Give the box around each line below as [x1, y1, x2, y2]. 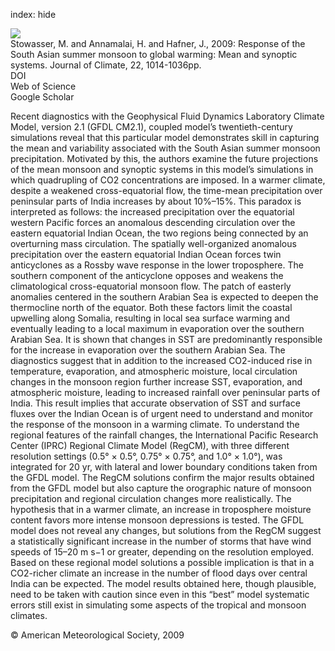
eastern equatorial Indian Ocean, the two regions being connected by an [10, 227, 309, 239]
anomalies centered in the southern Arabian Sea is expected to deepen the [10, 291, 319, 303]
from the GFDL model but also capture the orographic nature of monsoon [10, 482, 312, 494]
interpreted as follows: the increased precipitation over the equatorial [10, 206, 295, 218]
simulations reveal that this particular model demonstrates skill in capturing [10, 132, 320, 143]
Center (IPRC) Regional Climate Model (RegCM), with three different [10, 440, 290, 451]
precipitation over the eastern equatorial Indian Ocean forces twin [10, 249, 282, 260]
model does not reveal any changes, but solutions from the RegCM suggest [10, 525, 322, 536]
